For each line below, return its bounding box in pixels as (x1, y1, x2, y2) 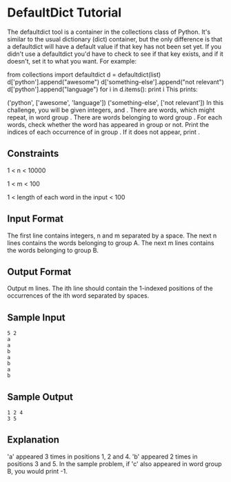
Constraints (7, 148, 59, 160)
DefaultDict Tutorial (7, 5, 122, 21)
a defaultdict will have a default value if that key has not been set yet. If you (7, 42, 222, 50)
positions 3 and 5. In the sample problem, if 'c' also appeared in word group (7, 459, 222, 467)
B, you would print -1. (7, 467, 68, 475)
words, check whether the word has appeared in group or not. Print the (7, 120, 209, 128)
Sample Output (7, 391, 74, 403)
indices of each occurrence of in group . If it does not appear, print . (7, 128, 200, 136)
